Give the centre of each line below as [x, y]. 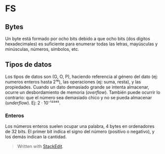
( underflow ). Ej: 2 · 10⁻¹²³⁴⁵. [33, 103]
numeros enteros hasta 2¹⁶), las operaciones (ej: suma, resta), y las [73, 81]
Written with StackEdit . [40, 147]
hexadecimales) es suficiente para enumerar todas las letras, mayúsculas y [82, 44]
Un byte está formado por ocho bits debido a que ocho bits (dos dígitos [78, 38]
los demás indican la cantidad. [36, 137]
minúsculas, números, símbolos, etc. [42, 49]
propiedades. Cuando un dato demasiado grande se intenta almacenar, [77, 87]
